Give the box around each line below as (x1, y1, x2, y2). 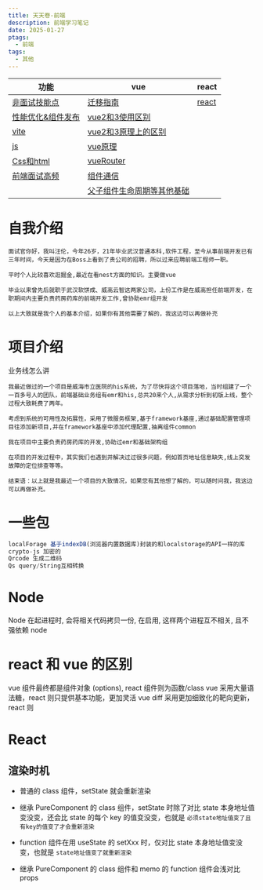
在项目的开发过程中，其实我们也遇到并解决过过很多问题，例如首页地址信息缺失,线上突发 (8, 453, 250, 461)
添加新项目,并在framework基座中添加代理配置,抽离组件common (19, 423, 196, 431)
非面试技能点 (12, 97, 60, 108)
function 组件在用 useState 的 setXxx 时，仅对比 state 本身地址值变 (19, 837, 236, 848)
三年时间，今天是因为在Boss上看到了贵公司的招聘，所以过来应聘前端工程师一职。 (8, 256, 232, 264)
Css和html (12, 155, 51, 166)
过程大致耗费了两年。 (8, 399, 67, 407)
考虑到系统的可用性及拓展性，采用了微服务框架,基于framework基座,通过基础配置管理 (8, 414, 245, 422)
